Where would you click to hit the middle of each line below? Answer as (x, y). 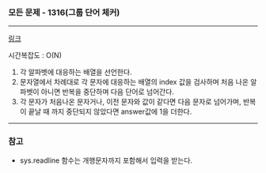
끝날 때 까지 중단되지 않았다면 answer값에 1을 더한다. (110, 111)
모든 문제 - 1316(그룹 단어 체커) (64, 12)
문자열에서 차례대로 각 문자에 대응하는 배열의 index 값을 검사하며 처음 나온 (134, 82)
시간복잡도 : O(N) (35, 55)
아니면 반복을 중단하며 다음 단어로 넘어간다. (107, 92)
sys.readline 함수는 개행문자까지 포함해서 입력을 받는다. (106, 160)
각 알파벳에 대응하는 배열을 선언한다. (76, 72)
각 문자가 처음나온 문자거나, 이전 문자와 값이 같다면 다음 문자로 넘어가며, (130, 102)
